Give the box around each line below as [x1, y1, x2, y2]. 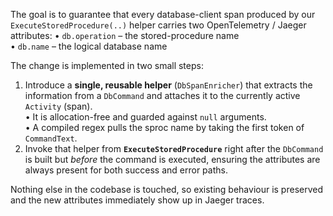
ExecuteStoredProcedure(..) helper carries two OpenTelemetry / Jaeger [10, 19, 307, 31]
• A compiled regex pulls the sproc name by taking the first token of [24, 122, 305, 133]
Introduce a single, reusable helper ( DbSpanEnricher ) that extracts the [24, 79, 313, 91]
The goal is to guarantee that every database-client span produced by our [10, 9, 316, 20]
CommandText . [24, 132, 78, 144]
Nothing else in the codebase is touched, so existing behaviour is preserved [10, 184, 324, 195]
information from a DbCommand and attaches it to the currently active [24, 90, 301, 101]
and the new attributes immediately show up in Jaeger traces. [10, 194, 265, 206]
